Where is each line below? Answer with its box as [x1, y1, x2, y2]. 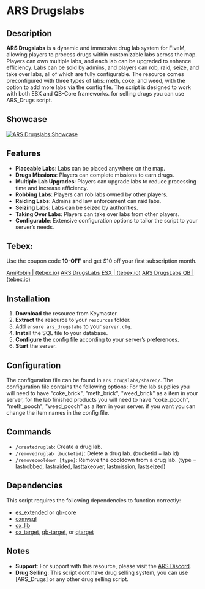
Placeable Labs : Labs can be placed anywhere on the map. [15, 164, 165, 172]
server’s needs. [15, 223, 54, 231]
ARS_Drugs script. [6, 96, 53, 104]
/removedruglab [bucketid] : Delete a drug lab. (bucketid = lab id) [15, 449, 179, 457]
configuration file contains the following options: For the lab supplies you [6, 383, 190, 390]
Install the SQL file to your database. [15, 329, 108, 337]
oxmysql [15, 515, 37, 522]
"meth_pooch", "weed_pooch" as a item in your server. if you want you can [6, 402, 196, 410]
